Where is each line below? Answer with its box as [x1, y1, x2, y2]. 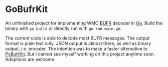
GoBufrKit [5, 3, 48, 15]
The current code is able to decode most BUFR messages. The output [5, 35, 150, 41]
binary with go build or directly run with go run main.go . [5, 25, 122, 31]
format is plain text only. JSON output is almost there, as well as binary [5, 40, 151, 46]
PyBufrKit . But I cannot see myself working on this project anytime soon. [5, 51, 155, 57]
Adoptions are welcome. [5, 56, 56, 62]
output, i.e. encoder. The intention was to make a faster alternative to [5, 45, 148, 51]
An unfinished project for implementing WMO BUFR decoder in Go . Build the [5, 20, 163, 26]
